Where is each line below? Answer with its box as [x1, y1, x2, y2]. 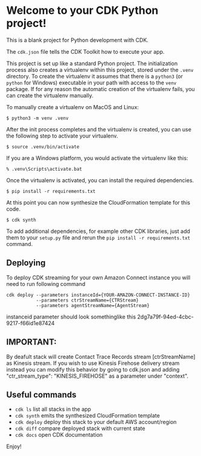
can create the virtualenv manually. [6, 92, 94, 99]
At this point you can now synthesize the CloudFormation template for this [6, 198, 191, 206]
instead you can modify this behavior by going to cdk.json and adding [6, 366, 180, 373]
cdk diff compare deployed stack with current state [14, 425, 145, 432]
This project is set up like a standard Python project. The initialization [6, 60, 178, 67]
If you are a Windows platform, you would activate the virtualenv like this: [6, 154, 188, 162]
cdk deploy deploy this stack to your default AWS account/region [14, 419, 177, 426]
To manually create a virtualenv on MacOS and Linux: [6, 103, 139, 110]
